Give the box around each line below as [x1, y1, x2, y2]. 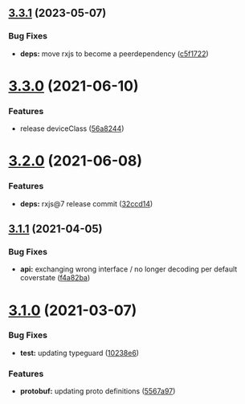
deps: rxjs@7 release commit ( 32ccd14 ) [19, 198, 153, 208]
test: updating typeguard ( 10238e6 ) [19, 348, 139, 357]
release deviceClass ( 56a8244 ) [19, 124, 125, 133]
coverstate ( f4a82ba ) [19, 273, 91, 283]
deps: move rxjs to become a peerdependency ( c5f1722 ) [19, 48, 209, 59]
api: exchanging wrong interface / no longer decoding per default [19, 264, 238, 274]
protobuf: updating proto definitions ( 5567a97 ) [19, 386, 176, 396]
